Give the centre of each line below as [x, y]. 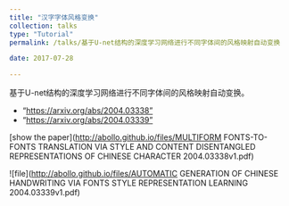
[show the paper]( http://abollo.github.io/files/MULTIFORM [116, 137]
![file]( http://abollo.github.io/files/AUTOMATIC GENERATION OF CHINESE [144, 174]
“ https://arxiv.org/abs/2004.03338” [87, 111]
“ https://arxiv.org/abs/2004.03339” [87, 120]
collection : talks [43, 26]
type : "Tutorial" [41, 34]
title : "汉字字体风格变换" [54, 17]
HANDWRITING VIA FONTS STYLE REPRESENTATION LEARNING [128, 183]
